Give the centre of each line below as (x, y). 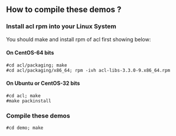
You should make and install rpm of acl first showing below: (79, 39)
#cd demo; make (25, 128)
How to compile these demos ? (64, 10)
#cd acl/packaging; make (37, 65)
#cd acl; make (24, 96)
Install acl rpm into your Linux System (61, 26)
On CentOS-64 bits (30, 53)
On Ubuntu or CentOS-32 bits (43, 83)
